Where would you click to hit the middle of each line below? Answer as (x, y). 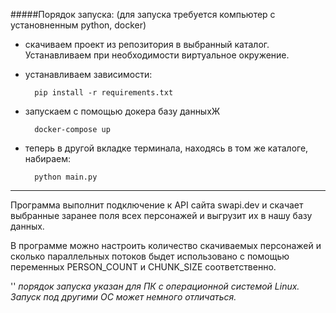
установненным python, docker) (78, 25)
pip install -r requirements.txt (104, 93)
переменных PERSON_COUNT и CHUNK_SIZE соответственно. (143, 267)
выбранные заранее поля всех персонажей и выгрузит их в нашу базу (161, 215)
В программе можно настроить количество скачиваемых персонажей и (166, 245)
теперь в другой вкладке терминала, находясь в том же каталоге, (166, 148)
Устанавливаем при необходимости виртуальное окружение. (157, 55)
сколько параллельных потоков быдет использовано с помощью (150, 256)
